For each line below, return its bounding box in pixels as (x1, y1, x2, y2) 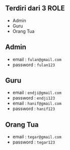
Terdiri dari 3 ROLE (5, 4, 65, 13)
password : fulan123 (12, 62, 55, 68)
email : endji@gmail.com (12, 89, 62, 95)
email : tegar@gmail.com (12, 134, 62, 140)
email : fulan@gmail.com (12, 56, 62, 62)
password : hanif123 (12, 106, 55, 112)
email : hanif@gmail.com (12, 101, 62, 107)
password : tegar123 (12, 139, 55, 145)
